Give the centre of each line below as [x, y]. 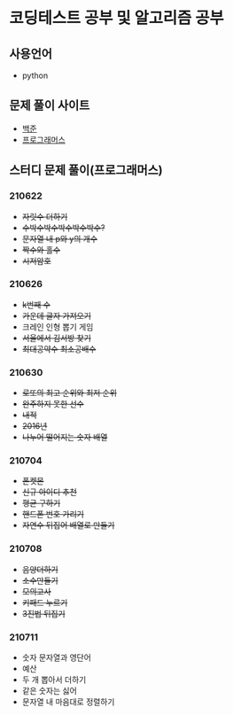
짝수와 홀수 [41, 250]
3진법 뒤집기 [43, 613]
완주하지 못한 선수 [53, 404]
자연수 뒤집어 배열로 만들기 [68, 525]
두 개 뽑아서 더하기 [54, 680]
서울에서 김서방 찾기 [56, 338]
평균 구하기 [41, 503]
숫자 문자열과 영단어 [56, 657]
